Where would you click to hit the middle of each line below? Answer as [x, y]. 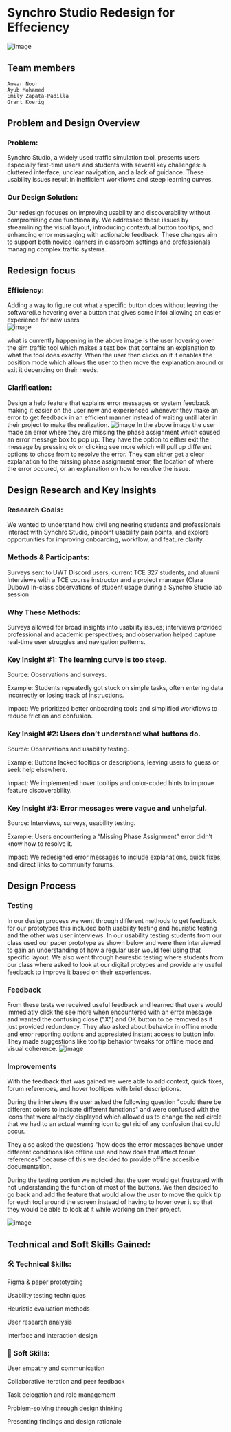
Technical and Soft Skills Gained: [79, 1244]
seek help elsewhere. [37, 769]
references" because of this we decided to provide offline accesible [103, 1159]
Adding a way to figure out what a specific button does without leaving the [113, 305]
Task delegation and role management [62, 1395]
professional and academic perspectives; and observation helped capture [112, 634]
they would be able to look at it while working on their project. [95, 1210]
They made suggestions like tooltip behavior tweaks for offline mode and [111, 1041]
